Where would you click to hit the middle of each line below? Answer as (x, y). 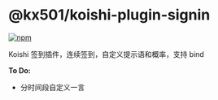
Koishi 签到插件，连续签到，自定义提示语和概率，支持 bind (107, 54)
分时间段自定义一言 (52, 87)
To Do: (20, 70)
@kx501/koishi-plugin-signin (109, 15)
